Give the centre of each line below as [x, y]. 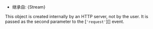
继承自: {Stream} [29, 7]
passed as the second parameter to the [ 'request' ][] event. [65, 21]
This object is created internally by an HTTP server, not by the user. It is [77, 16]
